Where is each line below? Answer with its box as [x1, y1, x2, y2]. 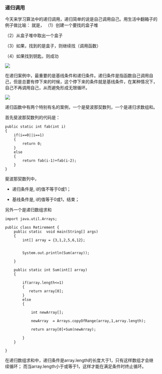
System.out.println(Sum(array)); [22, 251, 90, 255]
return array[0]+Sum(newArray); [30, 327, 96, 332]
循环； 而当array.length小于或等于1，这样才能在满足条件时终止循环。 [9, 363, 147, 370]
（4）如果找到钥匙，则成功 [5, 53, 59, 59]
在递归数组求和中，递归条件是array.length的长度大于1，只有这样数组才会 [5, 357, 149, 363]
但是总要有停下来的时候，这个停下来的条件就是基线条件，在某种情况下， [13, 79, 158, 85]
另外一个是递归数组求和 [5, 207, 52, 213]
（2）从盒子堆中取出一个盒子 [5, 33, 63, 38]
